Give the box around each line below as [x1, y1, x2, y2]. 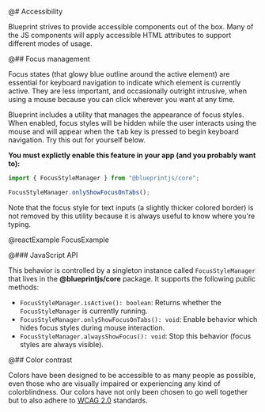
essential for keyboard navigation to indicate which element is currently [8, 78, 241, 87]
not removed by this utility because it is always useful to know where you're [8, 211, 256, 221]
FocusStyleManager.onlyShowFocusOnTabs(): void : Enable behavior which [19, 314, 258, 323]
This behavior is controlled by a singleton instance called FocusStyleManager [8, 265, 256, 275]
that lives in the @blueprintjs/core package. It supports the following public [8, 274, 256, 283]
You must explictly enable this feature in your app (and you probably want [8, 150, 256, 160]
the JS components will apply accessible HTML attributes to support [8, 31, 232, 40]
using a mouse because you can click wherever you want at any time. [8, 95, 236, 104]
